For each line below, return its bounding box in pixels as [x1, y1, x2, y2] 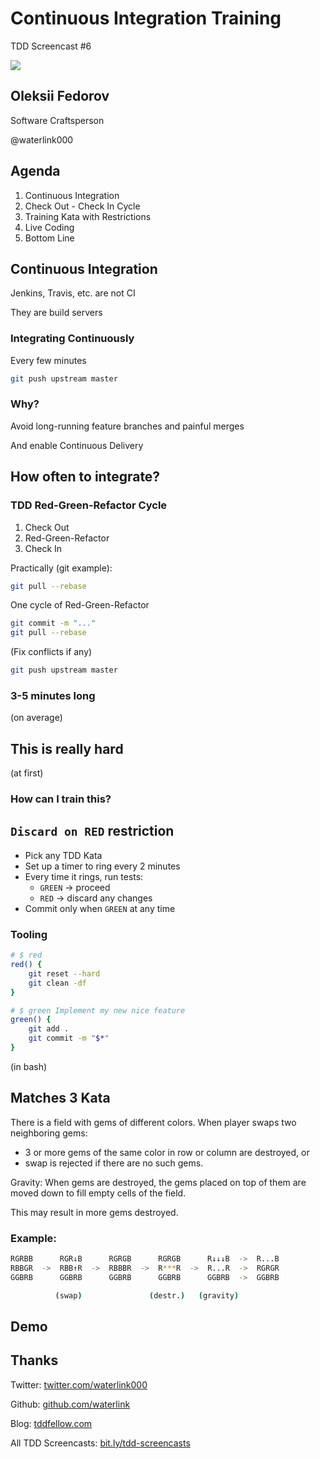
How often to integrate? [10, 468, 161, 486]
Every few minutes [10, 354, 87, 366]
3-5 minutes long [10, 688, 96, 702]
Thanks [10, 1352, 59, 1369]
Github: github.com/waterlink [10, 1398, 131, 1410]
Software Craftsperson [10, 114, 105, 126]
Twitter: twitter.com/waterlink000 [10, 1378, 148, 1391]
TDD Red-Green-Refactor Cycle [10, 498, 168, 512]
